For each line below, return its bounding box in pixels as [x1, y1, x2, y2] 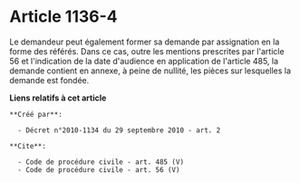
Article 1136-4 [9, 6, 118, 27]
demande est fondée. [9, 74, 90, 85]
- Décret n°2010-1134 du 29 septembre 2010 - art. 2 [17, 125, 221, 135]
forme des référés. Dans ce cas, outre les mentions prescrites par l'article [9, 45, 285, 56]
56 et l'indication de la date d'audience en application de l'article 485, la [9, 55, 279, 66]
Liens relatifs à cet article [9, 92, 107, 103]
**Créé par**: [9, 110, 63, 119]
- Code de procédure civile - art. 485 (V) [17, 157, 184, 167]
